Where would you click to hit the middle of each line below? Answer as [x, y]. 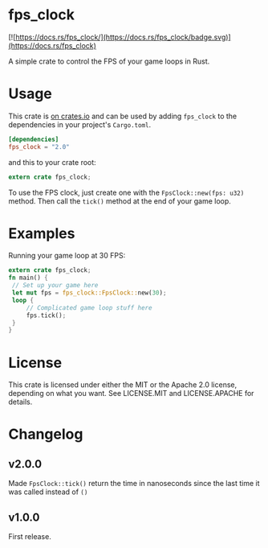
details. [20, 402]
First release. [30, 537]
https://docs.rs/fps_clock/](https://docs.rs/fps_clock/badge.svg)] [123, 37]
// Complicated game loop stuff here [89, 307]
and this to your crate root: [52, 162]
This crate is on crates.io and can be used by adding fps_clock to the [123, 116]
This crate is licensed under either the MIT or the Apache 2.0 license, [123, 385]
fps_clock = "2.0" [39, 146]
